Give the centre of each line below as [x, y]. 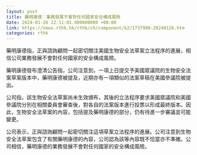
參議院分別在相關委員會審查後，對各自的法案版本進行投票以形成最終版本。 [96, 105]
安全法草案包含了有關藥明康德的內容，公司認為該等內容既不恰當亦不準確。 [96, 139]
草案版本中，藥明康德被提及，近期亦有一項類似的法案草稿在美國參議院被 [98, 78]
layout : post [22, 11]
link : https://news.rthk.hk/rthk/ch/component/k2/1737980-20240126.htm [95, 28]
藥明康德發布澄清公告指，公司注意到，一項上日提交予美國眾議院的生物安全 [96, 70]
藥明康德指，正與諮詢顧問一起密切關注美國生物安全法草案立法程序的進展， [96, 51]
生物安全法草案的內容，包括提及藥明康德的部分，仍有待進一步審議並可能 [103, 112]
